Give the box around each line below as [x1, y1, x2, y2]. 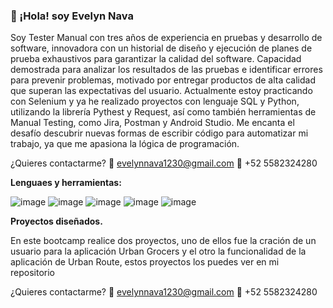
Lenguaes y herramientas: [10, 177, 122, 189]
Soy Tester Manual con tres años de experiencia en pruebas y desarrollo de [10, 32, 323, 44]
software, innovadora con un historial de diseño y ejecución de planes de [10, 42, 313, 54]
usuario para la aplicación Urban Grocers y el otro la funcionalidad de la [10, 245, 307, 258]
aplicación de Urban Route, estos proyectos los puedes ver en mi [10, 256, 280, 268]
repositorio [10, 267, 55, 279]
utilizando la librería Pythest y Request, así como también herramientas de [10, 106, 317, 118]
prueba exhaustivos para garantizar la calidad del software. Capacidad [10, 53, 302, 65]
